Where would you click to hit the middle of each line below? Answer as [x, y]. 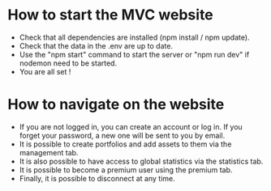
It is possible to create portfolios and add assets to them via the [125, 144]
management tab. [49, 152]
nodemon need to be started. [68, 63]
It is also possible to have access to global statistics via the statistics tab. [141, 161]
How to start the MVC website [111, 15]
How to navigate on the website [116, 105]
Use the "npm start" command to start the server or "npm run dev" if [134, 54]
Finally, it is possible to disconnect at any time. [97, 178]
